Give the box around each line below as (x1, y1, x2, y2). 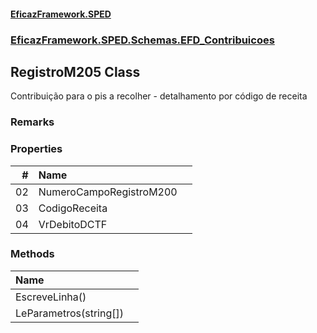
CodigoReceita (38, 201, 108, 215)
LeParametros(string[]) (15, 306, 124, 320)
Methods (10, 247, 55, 261)
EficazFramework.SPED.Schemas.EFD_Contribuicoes (10, 33, 275, 47)
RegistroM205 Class (10, 63, 141, 80)
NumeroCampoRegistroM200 (38, 185, 178, 199)
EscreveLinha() (15, 290, 87, 304)
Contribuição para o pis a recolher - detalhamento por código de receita (10, 90, 308, 102)
